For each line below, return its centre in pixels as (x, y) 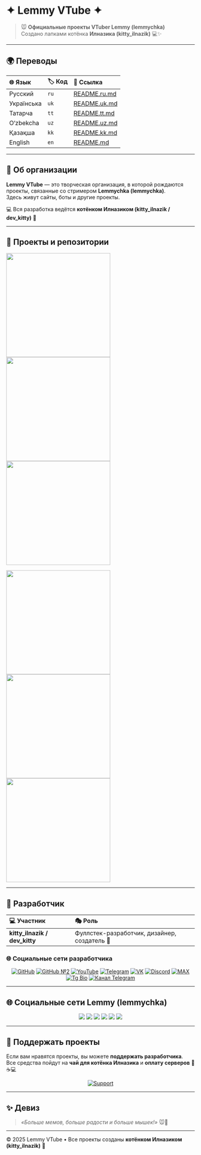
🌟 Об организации (42, 170)
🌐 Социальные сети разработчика (59, 959)
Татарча (21, 113)
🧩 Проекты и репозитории (58, 242)
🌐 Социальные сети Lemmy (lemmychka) (87, 1002)
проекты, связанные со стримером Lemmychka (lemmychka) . (86, 191)
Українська (25, 104)
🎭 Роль (86, 921)
